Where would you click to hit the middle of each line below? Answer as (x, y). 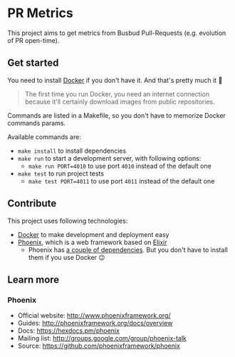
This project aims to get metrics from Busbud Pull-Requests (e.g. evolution (117, 33)
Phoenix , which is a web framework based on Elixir (92, 242)
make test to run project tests (61, 174)
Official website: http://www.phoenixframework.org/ (94, 316)
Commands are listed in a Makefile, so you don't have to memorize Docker (117, 115)
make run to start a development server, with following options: (109, 158)
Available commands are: (45, 136)
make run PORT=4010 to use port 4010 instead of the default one (120, 166)
